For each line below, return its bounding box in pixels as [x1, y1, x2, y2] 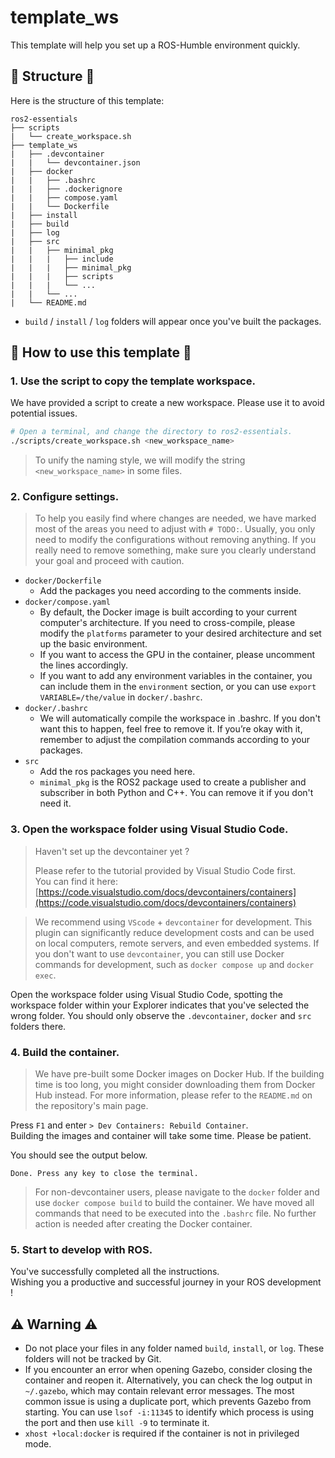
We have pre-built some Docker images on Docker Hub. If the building [34, 1068, 325, 1080]
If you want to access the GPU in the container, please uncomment [39, 649, 316, 661]
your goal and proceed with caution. [34, 555, 185, 567]
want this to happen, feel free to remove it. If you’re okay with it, [39, 723, 303, 735]
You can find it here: [34, 875, 118, 887]
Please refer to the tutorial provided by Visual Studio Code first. [34, 864, 297, 876]
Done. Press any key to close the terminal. [10, 1169, 199, 1179]
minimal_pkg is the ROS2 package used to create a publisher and [39, 776, 307, 788]
